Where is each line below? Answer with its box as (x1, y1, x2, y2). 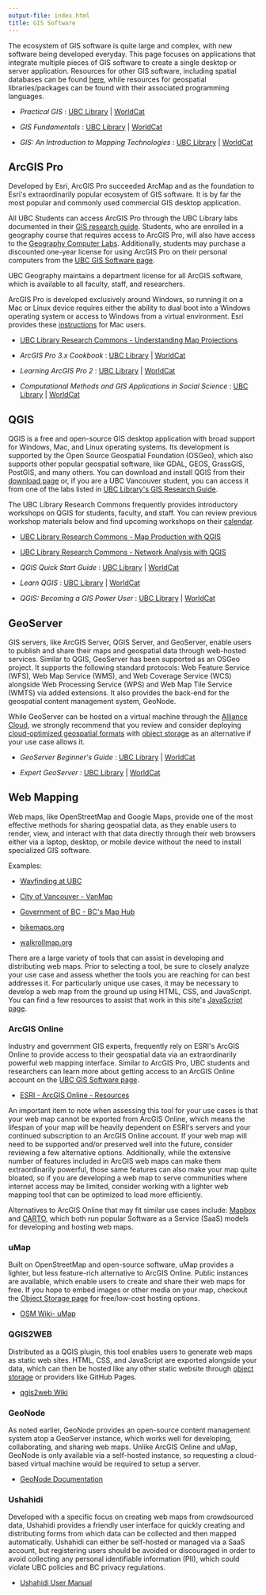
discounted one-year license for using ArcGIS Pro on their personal (8, 247, 228, 257)
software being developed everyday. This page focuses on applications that (8, 49, 256, 59)
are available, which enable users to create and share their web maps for (8, 1277, 245, 1287)
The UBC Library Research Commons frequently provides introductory (8, 500, 238, 510)
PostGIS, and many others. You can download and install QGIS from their (8, 468, 245, 477)
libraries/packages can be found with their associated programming (8, 82, 230, 92)
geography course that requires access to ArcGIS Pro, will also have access (8, 231, 256, 240)
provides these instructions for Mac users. (8, 320, 146, 330)
